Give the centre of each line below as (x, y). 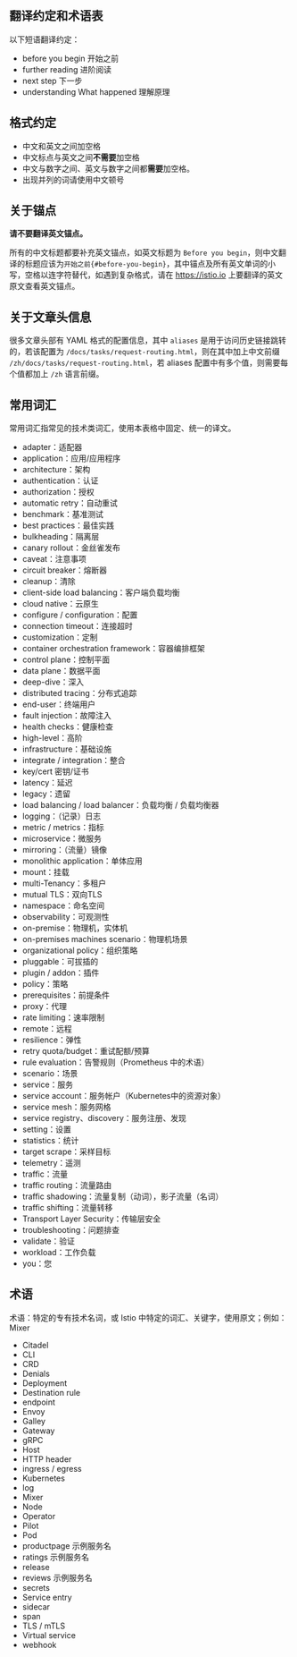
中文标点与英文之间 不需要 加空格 (81, 157)
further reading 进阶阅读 (66, 69)
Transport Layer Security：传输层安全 (91, 1219)
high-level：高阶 (52, 738)
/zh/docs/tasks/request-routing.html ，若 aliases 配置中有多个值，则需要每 (148, 363)
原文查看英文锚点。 (45, 286)
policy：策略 (45, 984)
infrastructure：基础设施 (67, 749)
